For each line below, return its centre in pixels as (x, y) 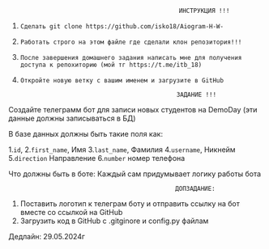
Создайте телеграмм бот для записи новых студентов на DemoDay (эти (133, 110)
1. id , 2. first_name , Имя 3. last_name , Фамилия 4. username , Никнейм (122, 150)
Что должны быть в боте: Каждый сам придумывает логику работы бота (135, 174)
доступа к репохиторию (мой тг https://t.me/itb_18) (111, 65)
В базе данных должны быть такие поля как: (86, 134)
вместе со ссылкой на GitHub (71, 212)
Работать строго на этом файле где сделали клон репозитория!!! (131, 42)
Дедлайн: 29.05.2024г (47, 236)
